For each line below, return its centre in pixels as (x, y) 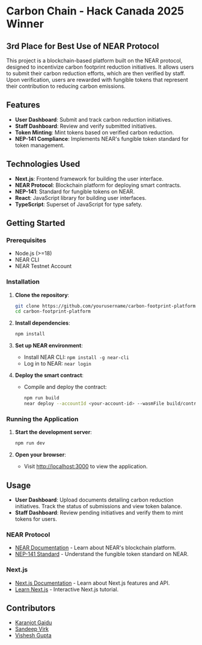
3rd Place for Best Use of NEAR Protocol (83, 46)
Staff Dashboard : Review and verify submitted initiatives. (86, 126)
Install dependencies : (42, 323)
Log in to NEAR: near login (57, 364)
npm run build (41, 398)
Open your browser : (40, 455)
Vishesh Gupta (33, 635)
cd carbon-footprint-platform (53, 311)
